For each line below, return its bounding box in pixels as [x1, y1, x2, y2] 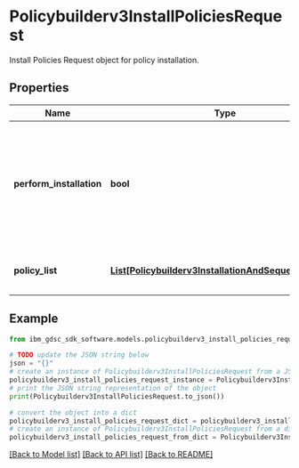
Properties [9, 80, 69, 95]
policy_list [13, 264, 58, 277]
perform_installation [13, 177, 102, 190]
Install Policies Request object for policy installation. [9, 54, 200, 65]
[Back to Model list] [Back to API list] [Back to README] [9, 449, 214, 460]
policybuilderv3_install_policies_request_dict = [9, 416, 198, 425]
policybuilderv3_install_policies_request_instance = [9, 375, 214, 384]
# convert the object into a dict [9, 407, 138, 417]
